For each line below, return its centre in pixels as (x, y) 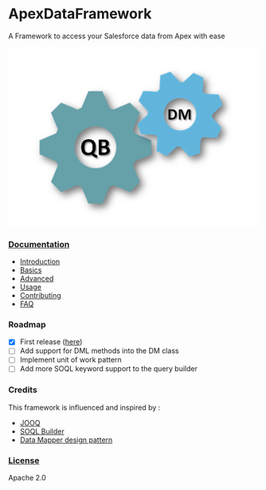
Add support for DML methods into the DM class (99, 351)
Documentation (39, 244)
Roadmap (27, 324)
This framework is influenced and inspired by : (84, 407)
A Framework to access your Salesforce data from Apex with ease (117, 36)
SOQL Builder (42, 431)
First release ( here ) (51, 342)
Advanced (37, 278)
